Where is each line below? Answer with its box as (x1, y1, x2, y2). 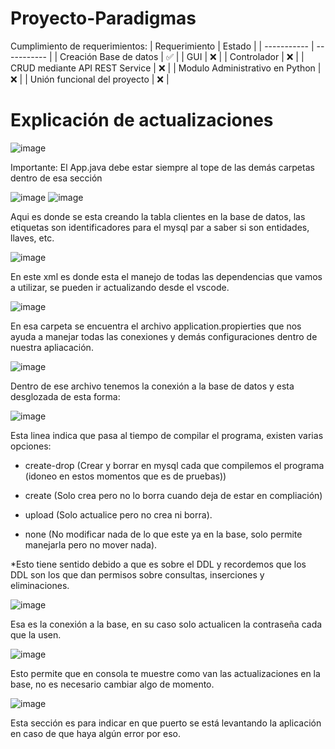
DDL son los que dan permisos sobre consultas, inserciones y (10, 568, 265, 581)
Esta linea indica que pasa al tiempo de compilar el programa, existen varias (10, 429, 324, 441)
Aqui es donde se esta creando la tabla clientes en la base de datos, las (10, 210, 306, 222)
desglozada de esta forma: (10, 390, 121, 402)
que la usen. (10, 628, 62, 641)
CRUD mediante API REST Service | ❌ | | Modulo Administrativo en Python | (10, 62, 322, 74)
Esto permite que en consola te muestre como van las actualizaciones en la (10, 667, 321, 679)
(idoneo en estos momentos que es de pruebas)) (24, 470, 227, 482)
